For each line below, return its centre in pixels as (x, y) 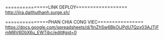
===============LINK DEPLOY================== (66, 7)
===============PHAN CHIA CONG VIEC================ (74, 22)
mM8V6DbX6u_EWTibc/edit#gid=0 (41, 32)
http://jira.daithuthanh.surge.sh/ (38, 12)
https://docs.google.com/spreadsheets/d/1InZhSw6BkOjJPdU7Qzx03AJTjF (82, 27)
